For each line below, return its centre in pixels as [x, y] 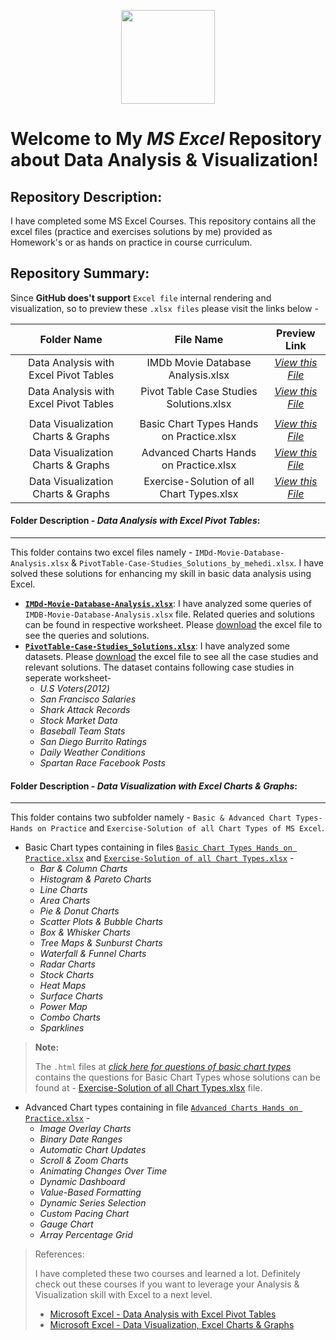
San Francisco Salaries [88, 699]
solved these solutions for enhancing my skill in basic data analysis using [161, 574]
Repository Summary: [80, 273]
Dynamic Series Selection [93, 1203]
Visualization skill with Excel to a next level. [123, 1295]
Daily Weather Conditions [92, 752]
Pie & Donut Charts [79, 911]
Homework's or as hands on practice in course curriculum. [131, 242]
